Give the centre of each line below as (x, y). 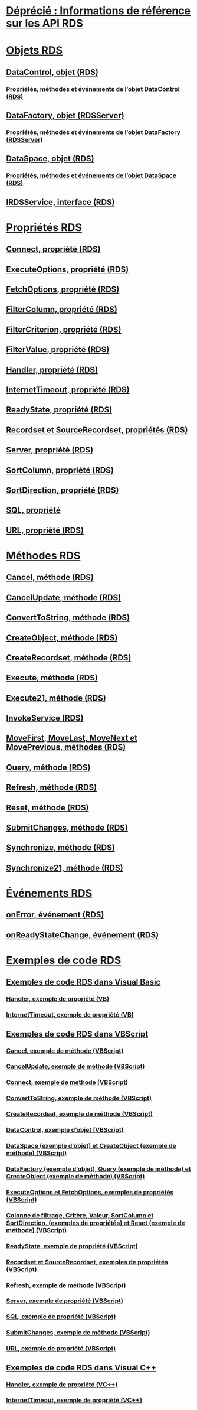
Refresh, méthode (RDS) (52, 788)
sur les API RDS (45, 23)
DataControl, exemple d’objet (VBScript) (65, 1130)
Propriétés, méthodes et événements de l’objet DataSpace (91, 175)
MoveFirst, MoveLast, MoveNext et (72, 738)
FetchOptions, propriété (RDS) (63, 290)
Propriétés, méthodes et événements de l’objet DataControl (93, 89)
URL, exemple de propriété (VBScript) (61, 1349)
